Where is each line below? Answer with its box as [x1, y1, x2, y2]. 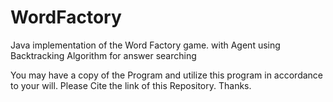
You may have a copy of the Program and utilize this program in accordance [10, 69, 324, 81]
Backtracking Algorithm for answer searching [10, 49, 197, 61]
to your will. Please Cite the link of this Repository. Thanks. [10, 79, 252, 91]
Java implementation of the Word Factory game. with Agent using [10, 39, 281, 51]
